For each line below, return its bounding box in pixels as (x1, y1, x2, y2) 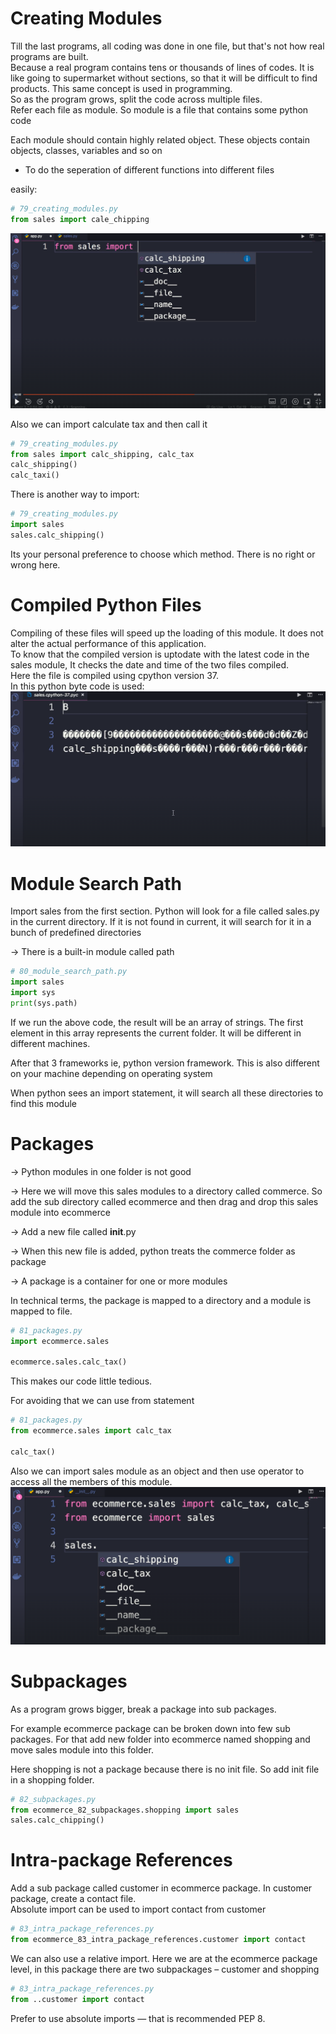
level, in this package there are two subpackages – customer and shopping (10, 1963, 320, 1975)
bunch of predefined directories (10, 927, 142, 939)
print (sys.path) (10, 998, 78, 1008)
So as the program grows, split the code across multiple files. (10, 93, 263, 105)
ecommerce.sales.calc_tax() (10, 1357, 128, 1367)
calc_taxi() (10, 470, 60, 481)
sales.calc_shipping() (10, 530, 105, 540)
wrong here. (10, 558, 61, 571)
